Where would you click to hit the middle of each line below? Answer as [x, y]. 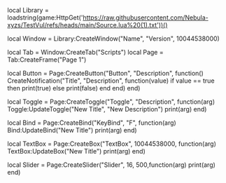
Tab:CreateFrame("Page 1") [47, 60]
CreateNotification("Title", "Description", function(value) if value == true [111, 81]
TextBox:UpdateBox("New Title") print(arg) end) [76, 151]
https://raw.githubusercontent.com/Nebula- [146, 18]
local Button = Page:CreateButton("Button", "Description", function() [106, 73]
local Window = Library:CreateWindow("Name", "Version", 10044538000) [114, 39]
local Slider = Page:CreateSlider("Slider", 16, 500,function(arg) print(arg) [111, 165]
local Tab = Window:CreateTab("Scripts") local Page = [85, 52]
